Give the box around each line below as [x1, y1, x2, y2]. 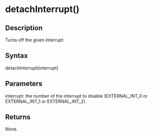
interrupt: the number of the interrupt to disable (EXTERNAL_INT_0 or [5, 93, 148, 99]
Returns [5, 113, 31, 121]
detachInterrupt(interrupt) [5, 64, 59, 71]
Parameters [5, 80, 43, 88]
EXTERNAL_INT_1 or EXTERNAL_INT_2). [5, 98, 87, 104]
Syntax [5, 51, 28, 60]
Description [5, 24, 43, 32]
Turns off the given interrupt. [5, 37, 65, 43]
